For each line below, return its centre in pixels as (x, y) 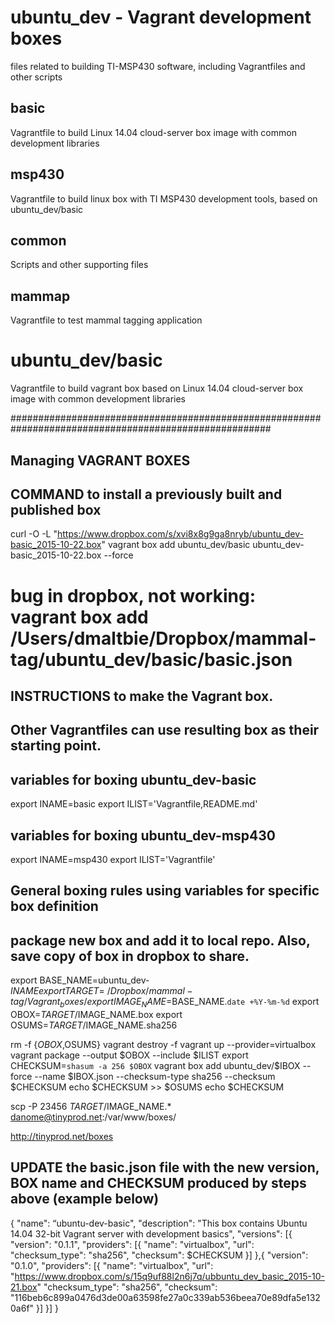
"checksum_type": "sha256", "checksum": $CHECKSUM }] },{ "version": (159, 1255)
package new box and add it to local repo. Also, (160, 940)
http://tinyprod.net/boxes (62, 1136)
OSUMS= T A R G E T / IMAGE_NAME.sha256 (94, 1025)
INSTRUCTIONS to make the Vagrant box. (142, 696)
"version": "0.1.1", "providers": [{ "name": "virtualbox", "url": (132, 1244)
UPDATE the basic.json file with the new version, (165, 1167)
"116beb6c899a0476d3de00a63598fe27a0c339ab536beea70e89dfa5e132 (165, 1297)
